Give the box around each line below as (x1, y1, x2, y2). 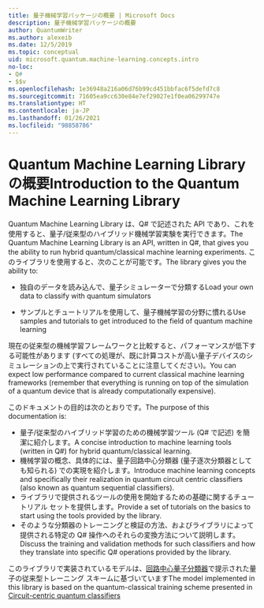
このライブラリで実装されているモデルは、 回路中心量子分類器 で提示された (8, 563, 250, 573)
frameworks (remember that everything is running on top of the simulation (8, 378, 249, 387)
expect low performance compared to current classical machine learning (8, 369, 244, 379)
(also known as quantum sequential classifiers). (19, 483, 175, 492)
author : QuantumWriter (8, 26, 83, 34)
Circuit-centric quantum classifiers (8, 591, 121, 600)
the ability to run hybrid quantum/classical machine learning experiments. (8, 247, 247, 256)
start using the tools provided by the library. (19, 510, 162, 520)
